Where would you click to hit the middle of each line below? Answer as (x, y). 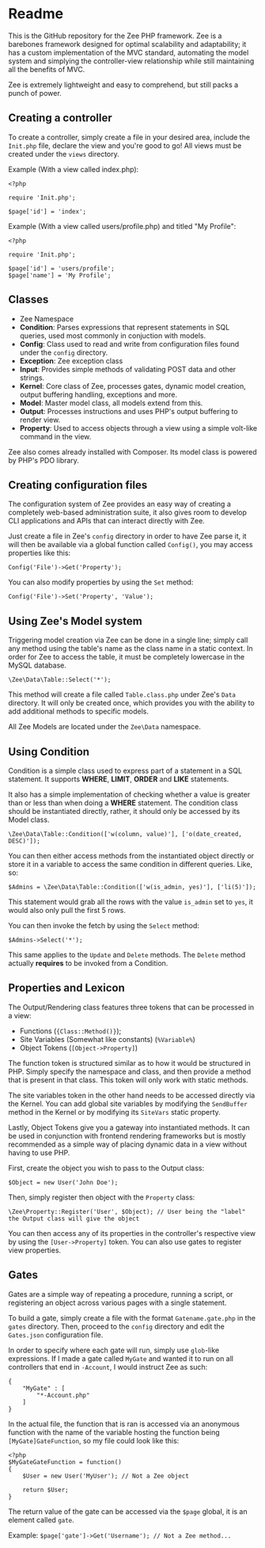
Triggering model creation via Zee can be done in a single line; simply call (128, 640)
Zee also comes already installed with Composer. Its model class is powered (132, 451)
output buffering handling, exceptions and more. (98, 394)
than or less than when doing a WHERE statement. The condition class (123, 803)
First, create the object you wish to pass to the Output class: (106, 1168)
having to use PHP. (39, 1152)
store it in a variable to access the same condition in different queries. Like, (131, 864)
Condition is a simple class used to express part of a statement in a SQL (125, 770)
